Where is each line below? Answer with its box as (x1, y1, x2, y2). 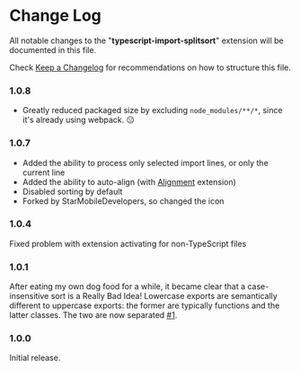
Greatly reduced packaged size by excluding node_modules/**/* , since (22, 105, 283, 116)
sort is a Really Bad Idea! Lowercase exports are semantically (50, 291, 278, 302)
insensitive (9, 291, 49, 302)
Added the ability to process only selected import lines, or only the (22, 157, 269, 168)
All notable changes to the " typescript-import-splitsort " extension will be (9, 35, 285, 46)
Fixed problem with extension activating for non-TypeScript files (9, 238, 247, 249)
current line (22, 167, 66, 178)
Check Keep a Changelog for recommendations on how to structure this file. (9, 62, 292, 73)
